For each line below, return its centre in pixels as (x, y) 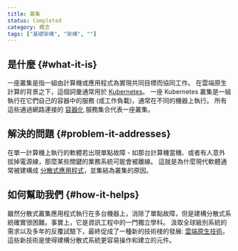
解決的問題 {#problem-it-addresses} (89, 134)
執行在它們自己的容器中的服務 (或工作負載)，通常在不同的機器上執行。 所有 (117, 101)
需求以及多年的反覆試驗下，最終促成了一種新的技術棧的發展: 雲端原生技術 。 (118, 231)
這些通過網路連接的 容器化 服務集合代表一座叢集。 (81, 110)
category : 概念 (29, 27)
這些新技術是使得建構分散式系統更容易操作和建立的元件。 (91, 240)
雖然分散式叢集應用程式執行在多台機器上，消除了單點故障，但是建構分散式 (116, 213)
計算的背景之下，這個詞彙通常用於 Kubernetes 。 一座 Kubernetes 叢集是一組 (119, 92)
